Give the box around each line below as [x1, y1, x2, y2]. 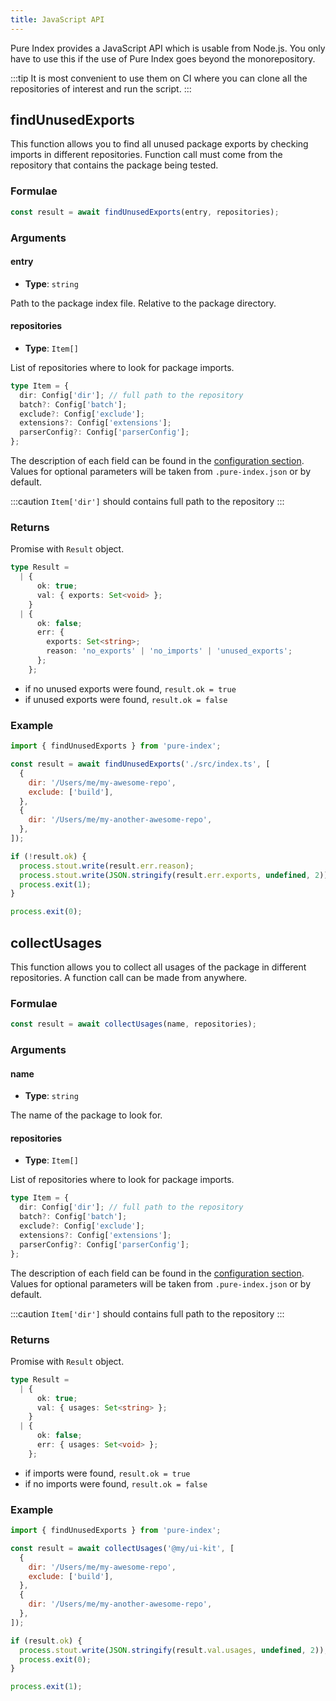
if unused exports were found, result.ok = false [24, 693, 228, 705]
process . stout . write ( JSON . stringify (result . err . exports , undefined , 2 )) [19, 870, 329, 880]
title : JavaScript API [10, 14, 105, 25]
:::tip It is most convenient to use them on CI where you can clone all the [10, 72, 308, 84]
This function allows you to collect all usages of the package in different [10, 961, 307, 973]
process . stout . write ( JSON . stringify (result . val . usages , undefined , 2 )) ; [19, 1645, 329, 1655]
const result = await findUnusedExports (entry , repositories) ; [10, 207, 280, 217]
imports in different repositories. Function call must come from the [10, 149, 283, 161]
